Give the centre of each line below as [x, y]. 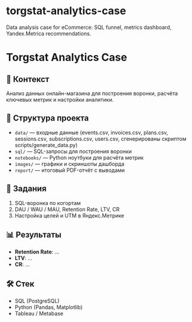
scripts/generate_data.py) [46, 145]
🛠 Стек [20, 284]
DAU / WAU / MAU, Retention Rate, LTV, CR [67, 209]
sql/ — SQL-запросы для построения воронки [73, 151]
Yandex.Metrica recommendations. [49, 33]
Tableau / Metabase [39, 314]
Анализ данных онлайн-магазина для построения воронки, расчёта [92, 93]
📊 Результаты [34, 235]
